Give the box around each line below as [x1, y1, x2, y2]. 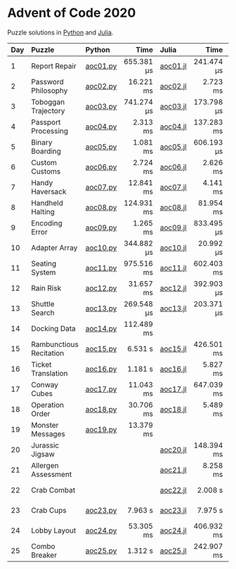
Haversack [31, 186, 67, 196]
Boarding [31, 146, 62, 156]
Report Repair [31, 61, 77, 71]
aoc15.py [85, 344, 117, 353]
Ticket [31, 360, 52, 369]
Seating [31, 259, 57, 268]
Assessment [31, 469, 72, 479]
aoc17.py [85, 384, 117, 394]
